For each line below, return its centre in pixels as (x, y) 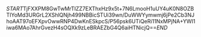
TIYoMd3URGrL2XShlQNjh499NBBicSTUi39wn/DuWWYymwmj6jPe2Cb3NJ (100, 15)
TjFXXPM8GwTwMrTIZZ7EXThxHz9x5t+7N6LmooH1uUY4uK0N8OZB (109, 9)
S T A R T (15, 9)
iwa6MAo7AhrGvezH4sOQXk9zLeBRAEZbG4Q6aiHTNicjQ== (82, 27)
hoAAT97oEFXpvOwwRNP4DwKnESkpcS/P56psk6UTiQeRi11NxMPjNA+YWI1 (101, 21)
